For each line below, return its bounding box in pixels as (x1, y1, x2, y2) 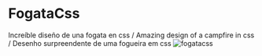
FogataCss (8, 5, 80, 23)
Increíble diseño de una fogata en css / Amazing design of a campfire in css (8, 30, 255, 40)
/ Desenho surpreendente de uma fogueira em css (8, 38, 172, 47)
